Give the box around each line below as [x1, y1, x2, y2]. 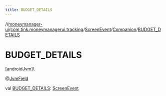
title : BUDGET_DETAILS [5, 7, 52, 12]
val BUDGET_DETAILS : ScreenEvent [5, 85, 79, 91]
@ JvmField [5, 75, 28, 81]
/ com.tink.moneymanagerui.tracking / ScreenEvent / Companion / [8, 26, 138, 32]
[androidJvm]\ [5, 65, 35, 71]
